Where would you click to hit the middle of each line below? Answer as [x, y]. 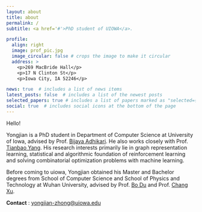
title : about [23, 17]
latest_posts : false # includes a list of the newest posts [84, 95]
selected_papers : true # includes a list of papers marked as [86, 101]
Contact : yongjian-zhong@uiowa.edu [54, 202]
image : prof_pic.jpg [37, 51]
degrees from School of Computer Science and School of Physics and [93, 178]
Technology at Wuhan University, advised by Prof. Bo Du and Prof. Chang [97, 184]
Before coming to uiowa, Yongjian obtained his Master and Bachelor [90, 172]
